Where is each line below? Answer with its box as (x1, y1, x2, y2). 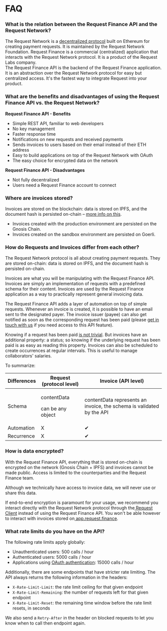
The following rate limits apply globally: (5, 539, 85, 545)
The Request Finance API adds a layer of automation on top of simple (5, 301, 147, 307)
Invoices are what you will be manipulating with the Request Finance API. (5, 275, 155, 282)
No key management (12, 126, 56, 132)
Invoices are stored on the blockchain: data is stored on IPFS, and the (5, 206, 148, 212)
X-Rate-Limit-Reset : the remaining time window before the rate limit (12, 600, 152, 606)
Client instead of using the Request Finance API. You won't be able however (5, 510, 161, 516)
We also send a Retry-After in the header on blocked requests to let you (5, 615, 154, 621)
